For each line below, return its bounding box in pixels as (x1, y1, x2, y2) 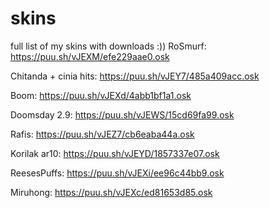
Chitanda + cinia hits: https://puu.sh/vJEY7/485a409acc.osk (10, 70, 260, 82)
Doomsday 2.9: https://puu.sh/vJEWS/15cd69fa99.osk (10, 108, 235, 121)
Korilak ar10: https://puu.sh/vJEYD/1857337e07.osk (10, 147, 220, 159)
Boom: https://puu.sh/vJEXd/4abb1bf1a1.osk (10, 89, 192, 101)
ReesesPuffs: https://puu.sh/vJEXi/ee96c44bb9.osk (10, 167, 225, 179)
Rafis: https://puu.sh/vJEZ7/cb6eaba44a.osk (10, 128, 195, 140)
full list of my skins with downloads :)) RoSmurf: (10, 40, 207, 52)
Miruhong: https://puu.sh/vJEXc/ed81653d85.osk (10, 186, 213, 198)
